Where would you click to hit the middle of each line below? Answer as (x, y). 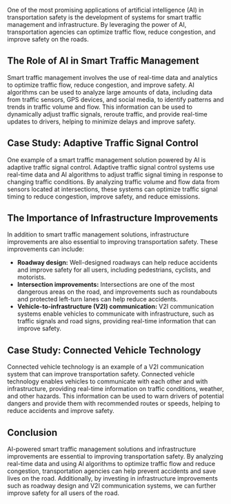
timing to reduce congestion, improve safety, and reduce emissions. (103, 196)
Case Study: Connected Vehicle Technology (104, 350)
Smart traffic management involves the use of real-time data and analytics (113, 77)
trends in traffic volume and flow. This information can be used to (100, 107)
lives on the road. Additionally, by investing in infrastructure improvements (113, 478)
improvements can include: (46, 249)
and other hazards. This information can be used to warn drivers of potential (115, 396)
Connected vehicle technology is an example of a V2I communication (106, 367)
